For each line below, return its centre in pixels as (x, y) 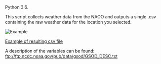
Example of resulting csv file (34, 41)
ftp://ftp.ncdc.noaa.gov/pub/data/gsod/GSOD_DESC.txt (61, 56)
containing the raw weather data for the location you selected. (68, 22)
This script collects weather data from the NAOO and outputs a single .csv (81, 17)
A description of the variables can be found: (50, 51)
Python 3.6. (17, 7)
